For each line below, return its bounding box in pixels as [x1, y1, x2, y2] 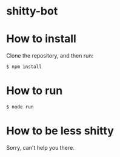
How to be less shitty [6, 124, 114, 138]
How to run [6, 84, 63, 98]
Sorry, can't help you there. [6, 144, 75, 151]
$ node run [6, 104, 34, 110]
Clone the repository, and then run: [6, 52, 94, 59]
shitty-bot [6, 4, 58, 18]
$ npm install [6, 64, 42, 70]
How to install [6, 32, 77, 46]
